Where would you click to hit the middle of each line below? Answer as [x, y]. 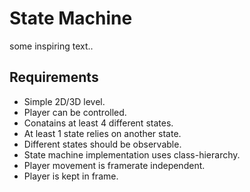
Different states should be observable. [102, 144]
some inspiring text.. [51, 46]
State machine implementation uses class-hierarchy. [132, 154]
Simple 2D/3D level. [64, 101]
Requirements [54, 77]
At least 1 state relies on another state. [102, 133]
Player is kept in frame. [71, 176]
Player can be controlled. [75, 112]
